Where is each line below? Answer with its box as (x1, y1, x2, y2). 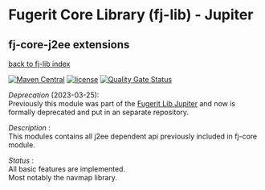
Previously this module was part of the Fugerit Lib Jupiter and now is (8, 99, 235, 108)
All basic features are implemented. (8, 164, 126, 174)
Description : (8, 123, 51, 132)
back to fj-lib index (8, 59, 71, 68)
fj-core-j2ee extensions (8, 38, 130, 52)
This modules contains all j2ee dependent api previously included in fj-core (8, 131, 258, 141)
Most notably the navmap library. (8, 173, 118, 182)
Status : (8, 155, 35, 165)
